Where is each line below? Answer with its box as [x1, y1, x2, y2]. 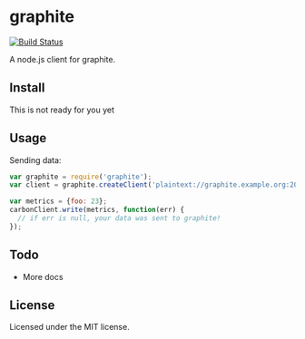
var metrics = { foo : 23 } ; [9, 197, 107, 206]
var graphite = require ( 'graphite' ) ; [9, 172, 152, 181]
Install [9, 80, 45, 96]
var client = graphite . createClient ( [9, 180, 152, 189]
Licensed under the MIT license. [9, 322, 130, 333]
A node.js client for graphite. [9, 53, 116, 64]
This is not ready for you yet [9, 104, 115, 115]
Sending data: [9, 154, 62, 165]
